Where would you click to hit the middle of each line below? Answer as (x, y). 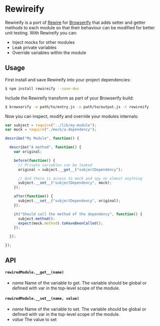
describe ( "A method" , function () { (45, 147)
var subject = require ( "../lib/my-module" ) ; (51, 125)
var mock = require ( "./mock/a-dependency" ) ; (51, 130)
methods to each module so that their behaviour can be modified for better (80, 27)
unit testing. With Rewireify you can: (41, 33)
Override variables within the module (49, 53)
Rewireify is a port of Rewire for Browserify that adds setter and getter (75, 22)
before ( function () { (35, 160)
